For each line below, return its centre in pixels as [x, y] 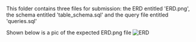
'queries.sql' [22, 21]
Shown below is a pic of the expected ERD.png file [69, 33]
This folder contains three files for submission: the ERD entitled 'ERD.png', [98, 9]
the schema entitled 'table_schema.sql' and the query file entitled [87, 15]
